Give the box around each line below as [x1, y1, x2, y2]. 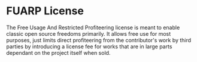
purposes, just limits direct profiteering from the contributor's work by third [6, 36, 192, 44]
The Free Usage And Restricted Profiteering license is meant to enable [6, 24, 180, 31]
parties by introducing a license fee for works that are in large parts [6, 43, 172, 50]
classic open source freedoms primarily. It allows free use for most [6, 30, 171, 37]
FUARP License [6, 4, 84, 18]
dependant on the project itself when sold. [6, 49, 111, 56]
